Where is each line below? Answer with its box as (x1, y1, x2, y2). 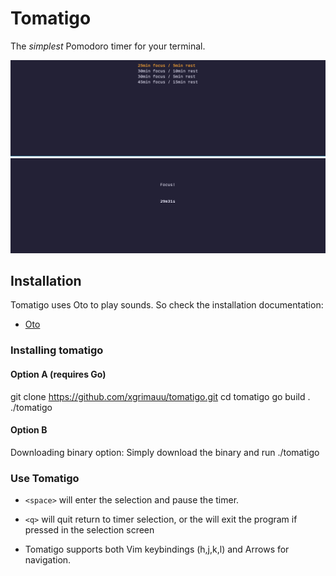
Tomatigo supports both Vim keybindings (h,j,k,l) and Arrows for (24, 543, 290, 556)
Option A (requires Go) (10, 368, 107, 380)
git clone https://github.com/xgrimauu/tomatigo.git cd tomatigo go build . (10, 390, 311, 402)
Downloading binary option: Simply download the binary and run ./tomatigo (10, 446, 320, 458)
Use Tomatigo (10, 471, 80, 485)
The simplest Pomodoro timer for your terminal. (10, 40, 206, 52)
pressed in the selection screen (24, 524, 155, 536)
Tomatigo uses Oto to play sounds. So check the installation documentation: (10, 299, 324, 311)
